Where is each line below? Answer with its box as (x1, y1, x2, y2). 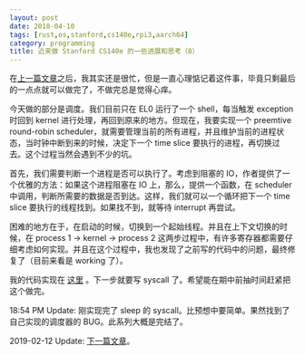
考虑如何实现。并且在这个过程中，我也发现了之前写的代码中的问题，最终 (16, 244, 288, 254)
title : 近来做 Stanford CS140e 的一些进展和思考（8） (9, 47, 200, 56)
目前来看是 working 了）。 (33, 255, 128, 266)
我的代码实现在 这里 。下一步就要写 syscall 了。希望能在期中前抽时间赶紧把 (9, 274, 291, 285)
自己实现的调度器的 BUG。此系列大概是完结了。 (9, 316, 188, 327)
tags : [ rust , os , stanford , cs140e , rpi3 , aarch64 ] (9, 30, 189, 39)
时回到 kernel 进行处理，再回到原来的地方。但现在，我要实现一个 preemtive (9, 115, 292, 126)
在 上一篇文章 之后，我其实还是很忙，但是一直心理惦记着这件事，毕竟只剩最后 (9, 73, 296, 84)
